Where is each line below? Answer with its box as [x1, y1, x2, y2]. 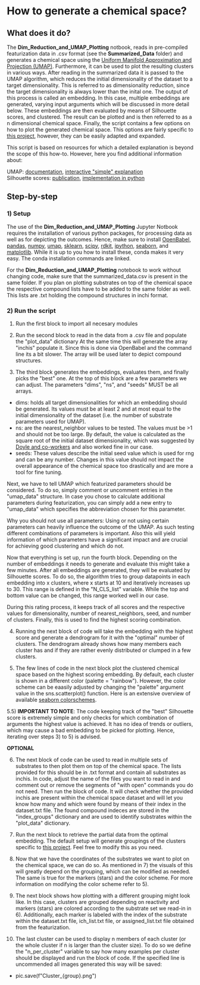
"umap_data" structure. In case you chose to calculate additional [7, 493, 165, 500]
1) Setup [7, 210, 32, 218]
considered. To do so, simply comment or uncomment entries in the [7, 486, 173, 493]
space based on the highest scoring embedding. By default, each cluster [15, 670, 194, 678]
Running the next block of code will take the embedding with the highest [15, 627, 193, 635]
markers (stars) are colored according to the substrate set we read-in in [15, 905, 192, 912]
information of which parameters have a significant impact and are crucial [7, 536, 188, 543]
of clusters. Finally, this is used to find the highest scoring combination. [7, 616, 182, 623]
